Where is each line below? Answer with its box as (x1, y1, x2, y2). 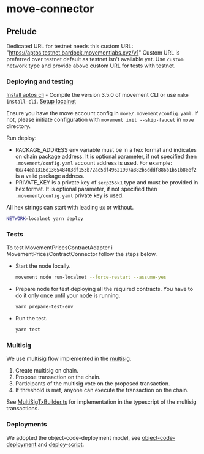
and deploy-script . (37, 441, 85, 448)
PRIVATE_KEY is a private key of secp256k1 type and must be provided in (15, 179, 198, 186)
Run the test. (15, 315, 48, 322)
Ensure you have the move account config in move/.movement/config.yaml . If (6, 110, 198, 117)
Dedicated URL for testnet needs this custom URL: (6, 42, 134, 50)
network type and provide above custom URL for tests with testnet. (6, 62, 176, 69)
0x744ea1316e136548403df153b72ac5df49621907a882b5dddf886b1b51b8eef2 (15, 167, 197, 173)
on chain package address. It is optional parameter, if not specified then (15, 153, 197, 161)
